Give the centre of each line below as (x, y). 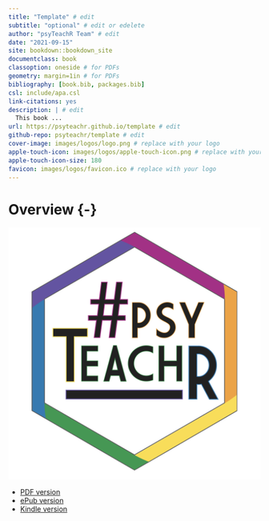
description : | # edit (46, 110)
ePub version (42, 501)
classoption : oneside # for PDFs (64, 68)
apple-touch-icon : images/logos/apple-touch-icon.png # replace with (127, 152)
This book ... (39, 118)
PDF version (40, 492)
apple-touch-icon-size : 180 (55, 160)
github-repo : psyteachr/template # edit (77, 135)
